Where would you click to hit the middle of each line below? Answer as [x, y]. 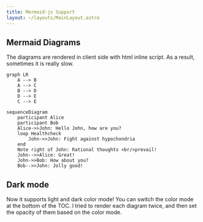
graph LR [17, 75]
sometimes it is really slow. [40, 64]
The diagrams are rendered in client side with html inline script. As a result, [101, 57]
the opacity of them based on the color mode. [64, 212]
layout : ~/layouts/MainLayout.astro [53, 18]
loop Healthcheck [39, 134]
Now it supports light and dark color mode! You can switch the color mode [100, 199]
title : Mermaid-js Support [41, 12]
